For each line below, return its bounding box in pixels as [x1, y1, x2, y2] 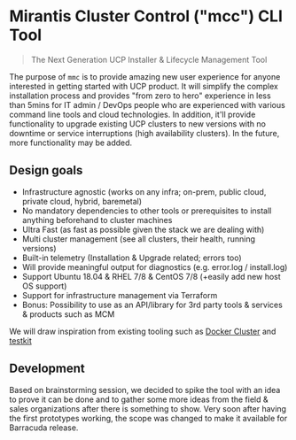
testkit [9, 335, 33, 346]
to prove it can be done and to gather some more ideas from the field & [9, 394, 269, 405]
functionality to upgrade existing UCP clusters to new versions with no [9, 118, 266, 129]
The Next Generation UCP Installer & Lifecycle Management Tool [30, 54, 268, 65]
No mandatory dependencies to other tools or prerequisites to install [21, 205, 272, 216]
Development [9, 361, 86, 376]
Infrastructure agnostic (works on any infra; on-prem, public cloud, [21, 186, 267, 197]
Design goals [9, 163, 83, 178]
